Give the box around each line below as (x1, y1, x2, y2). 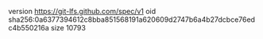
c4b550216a (8, 23, 49, 32)
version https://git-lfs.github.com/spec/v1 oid (8, 7, 157, 16)
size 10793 (50, 23, 86, 32)
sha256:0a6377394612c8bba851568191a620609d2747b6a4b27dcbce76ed (8, 15, 256, 24)
